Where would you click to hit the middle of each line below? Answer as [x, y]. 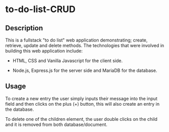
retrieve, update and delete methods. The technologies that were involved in [85, 46]
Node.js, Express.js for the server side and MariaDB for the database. [85, 70]
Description [24, 28]
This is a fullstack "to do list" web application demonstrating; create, [76, 40]
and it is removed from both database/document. [56, 124]
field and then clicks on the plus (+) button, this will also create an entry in [82, 104]
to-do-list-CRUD [40, 9]
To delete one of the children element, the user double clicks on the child [81, 119]
